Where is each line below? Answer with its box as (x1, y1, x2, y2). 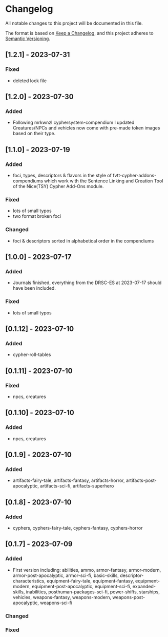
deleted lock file (12, 78, 47, 84)
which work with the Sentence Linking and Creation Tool (44, 178, 163, 184)
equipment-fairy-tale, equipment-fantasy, (47, 577, 134, 584)
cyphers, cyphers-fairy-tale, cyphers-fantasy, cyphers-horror (12, 525, 143, 531)
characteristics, (12, 577, 46, 584)
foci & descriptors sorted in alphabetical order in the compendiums (12, 237, 154, 244)
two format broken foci (12, 213, 61, 219)
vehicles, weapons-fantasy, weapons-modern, (12, 594, 112, 600)
